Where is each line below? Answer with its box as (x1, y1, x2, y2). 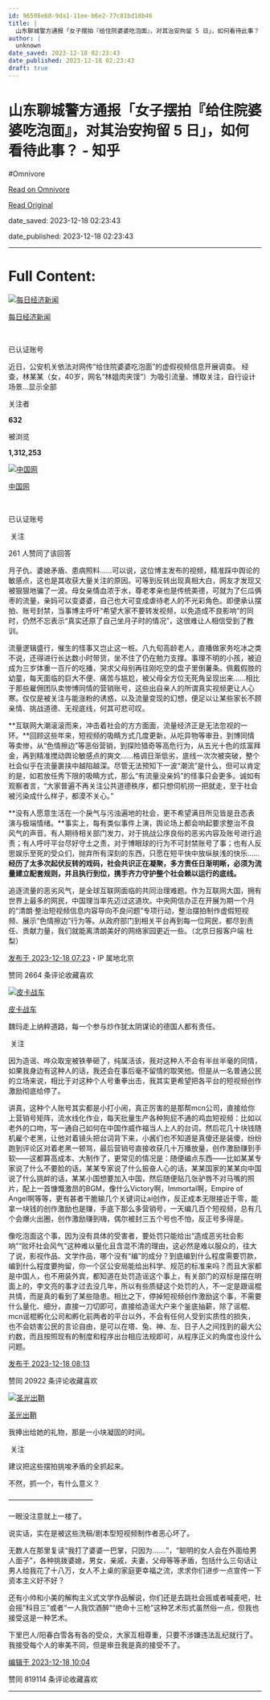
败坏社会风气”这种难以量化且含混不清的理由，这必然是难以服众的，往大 (21, 1241, 257, 1251)
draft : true (8, 64, 48, 72)
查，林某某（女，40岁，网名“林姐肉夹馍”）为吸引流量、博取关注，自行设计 (8, 371, 256, 381)
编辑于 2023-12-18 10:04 (8, 1657, 91, 1667)
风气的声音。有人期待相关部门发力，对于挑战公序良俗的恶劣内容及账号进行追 (8, 828, 262, 838)
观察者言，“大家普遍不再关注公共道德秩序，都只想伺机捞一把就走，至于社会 (8, 780, 259, 790)
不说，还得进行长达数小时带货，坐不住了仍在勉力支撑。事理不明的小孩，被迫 (8, 653, 262, 663)
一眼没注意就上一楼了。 (8, 1511, 86, 1520)
